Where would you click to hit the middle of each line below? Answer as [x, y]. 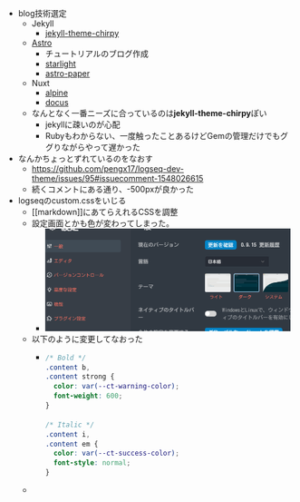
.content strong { [80, 377]
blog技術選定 [42, 13]
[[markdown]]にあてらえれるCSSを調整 [105, 212]
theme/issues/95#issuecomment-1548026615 [117, 178]
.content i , [68, 434]
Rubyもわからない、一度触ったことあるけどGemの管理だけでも [163, 136]
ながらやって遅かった [101, 147]
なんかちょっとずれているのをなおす [85, 158]
